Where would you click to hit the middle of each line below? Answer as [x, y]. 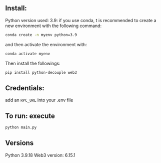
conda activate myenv [28, 54]
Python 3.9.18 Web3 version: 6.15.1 [40, 155]
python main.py [21, 127]
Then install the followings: [33, 63]
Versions [19, 143]
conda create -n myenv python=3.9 [41, 35]
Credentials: [25, 88]
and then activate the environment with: [46, 44]
